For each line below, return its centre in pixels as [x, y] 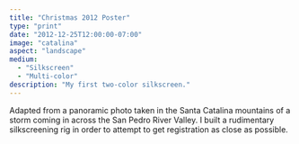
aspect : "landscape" [48, 51]
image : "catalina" [44, 43]
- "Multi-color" [48, 76]
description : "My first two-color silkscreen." [100, 85]
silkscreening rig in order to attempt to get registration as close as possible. [149, 129]
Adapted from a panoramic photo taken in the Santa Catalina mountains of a [150, 110]
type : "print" [36, 26]
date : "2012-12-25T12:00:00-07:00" [76, 34]
